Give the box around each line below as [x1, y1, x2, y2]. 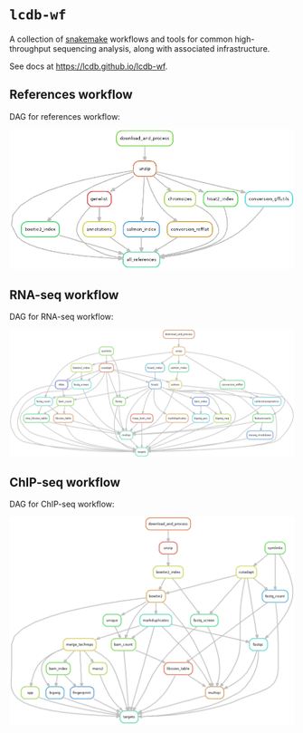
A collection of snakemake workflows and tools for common [9, 34, 233, 44]
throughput [9, 43, 52, 53]
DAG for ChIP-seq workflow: [9, 498, 115, 510]
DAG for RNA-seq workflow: [9, 312, 114, 323]
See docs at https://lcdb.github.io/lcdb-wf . [9, 61, 168, 72]
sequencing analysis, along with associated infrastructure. [52, 43, 270, 53]
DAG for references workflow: [9, 111, 120, 121]
